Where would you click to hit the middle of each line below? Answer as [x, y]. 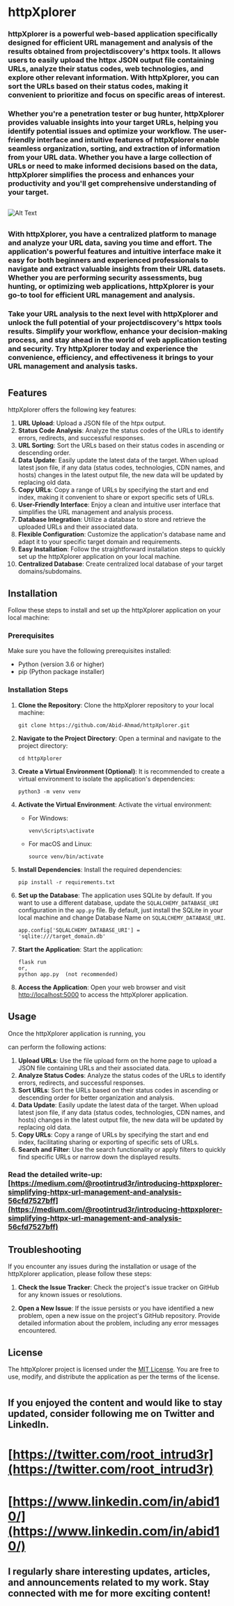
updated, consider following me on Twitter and [111, 1414]
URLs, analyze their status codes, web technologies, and [106, 69]
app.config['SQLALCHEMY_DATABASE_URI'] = [79, 930]
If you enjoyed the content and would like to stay [115, 1403]
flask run [32, 962]
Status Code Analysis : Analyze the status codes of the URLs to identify [121, 430]
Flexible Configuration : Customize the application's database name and [122, 534]
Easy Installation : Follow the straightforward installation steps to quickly [122, 549]
